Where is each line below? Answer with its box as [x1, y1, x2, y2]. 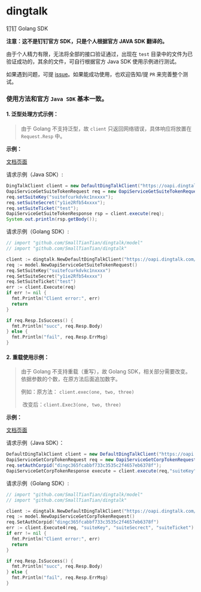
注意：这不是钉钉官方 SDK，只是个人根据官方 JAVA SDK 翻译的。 [6, 37, 168, 44]
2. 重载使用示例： [6, 353, 50, 361]
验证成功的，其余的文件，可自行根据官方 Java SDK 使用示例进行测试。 [6, 58, 180, 65]
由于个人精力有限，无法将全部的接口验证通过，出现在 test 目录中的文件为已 [6, 50, 193, 58]
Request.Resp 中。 [20, 133, 66, 140]
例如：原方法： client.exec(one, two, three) [20, 388, 135, 396]
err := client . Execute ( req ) [6, 284, 77, 291]
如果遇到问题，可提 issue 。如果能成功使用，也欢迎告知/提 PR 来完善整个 [6, 70, 183, 77]
